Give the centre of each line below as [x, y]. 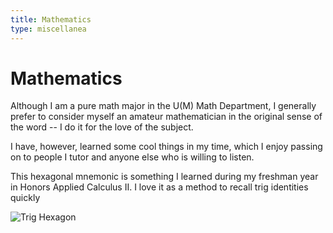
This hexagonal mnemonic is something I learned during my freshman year [164, 177]
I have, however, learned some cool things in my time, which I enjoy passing [166, 147]
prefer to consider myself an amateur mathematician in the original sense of [166, 117]
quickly [25, 198]
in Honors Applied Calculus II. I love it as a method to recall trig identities [159, 187]
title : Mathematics [51, 19]
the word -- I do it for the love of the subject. [102, 127]
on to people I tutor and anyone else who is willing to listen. [132, 157]
